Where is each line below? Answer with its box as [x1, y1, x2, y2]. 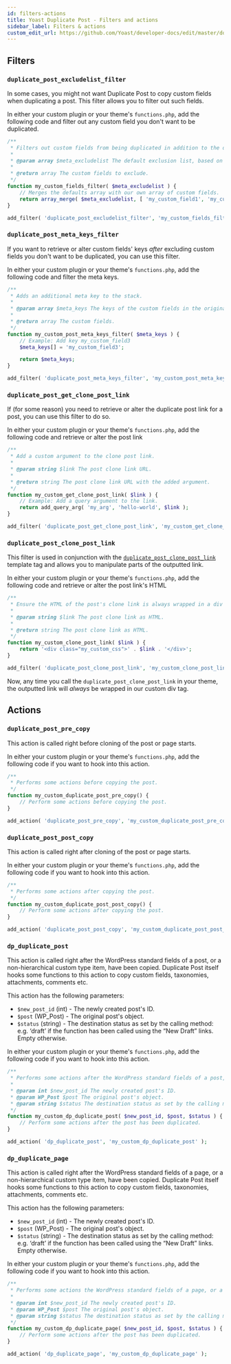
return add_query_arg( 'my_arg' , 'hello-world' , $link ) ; [19, 504, 189, 511]
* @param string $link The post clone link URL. [10, 466, 153, 473]
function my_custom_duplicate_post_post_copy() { [7, 900, 153, 908]
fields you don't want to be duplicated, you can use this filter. [7, 252, 181, 260]
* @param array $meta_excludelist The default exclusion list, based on [10, 157, 223, 164]
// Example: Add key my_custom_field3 [19, 337, 131, 344]
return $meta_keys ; [19, 356, 76, 363]
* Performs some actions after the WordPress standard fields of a [10, 1075, 208, 1082]
